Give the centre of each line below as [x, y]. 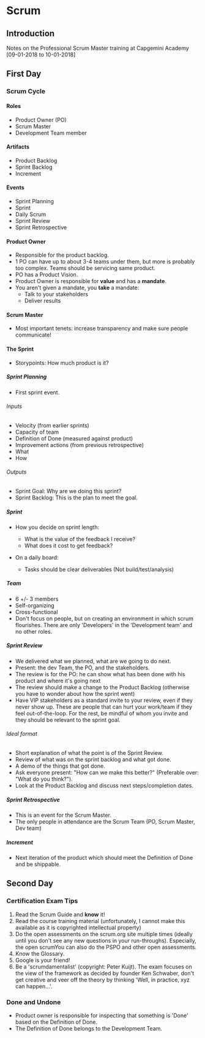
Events [15, 187]
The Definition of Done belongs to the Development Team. [88, 1028]
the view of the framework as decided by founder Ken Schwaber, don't [105, 973]
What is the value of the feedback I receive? [80, 539]
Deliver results [43, 301]
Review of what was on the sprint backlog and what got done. [93, 760]
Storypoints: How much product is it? [62, 362]
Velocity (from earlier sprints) [52, 425]
